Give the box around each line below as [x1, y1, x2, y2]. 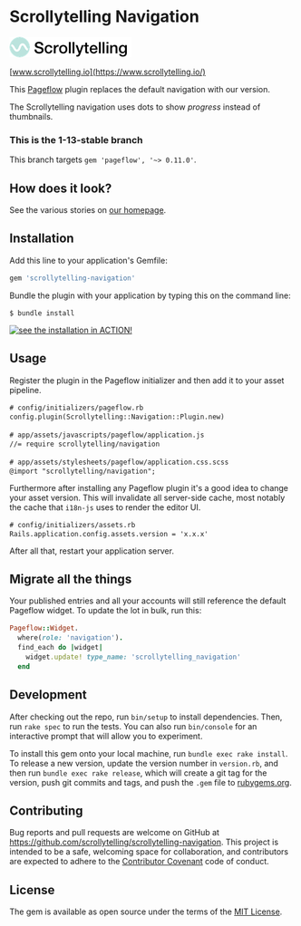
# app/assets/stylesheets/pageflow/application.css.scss [9, 458, 229, 467]
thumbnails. [9, 111, 53, 121]
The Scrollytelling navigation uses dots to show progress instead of [9, 101, 261, 112]
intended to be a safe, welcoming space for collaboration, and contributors [9, 846, 288, 857]
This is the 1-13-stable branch [9, 133, 143, 146]
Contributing [9, 803, 83, 818]
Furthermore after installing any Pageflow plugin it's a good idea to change [9, 482, 288, 493]
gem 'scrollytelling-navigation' [9, 274, 136, 283]
